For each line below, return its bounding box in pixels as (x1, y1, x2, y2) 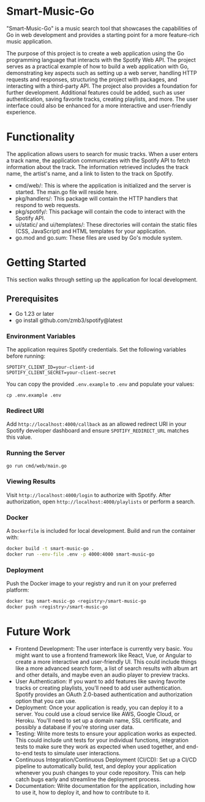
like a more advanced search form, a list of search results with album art (15, 664, 198, 672)
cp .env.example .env (6, 392, 62, 398)
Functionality (6, 130, 75, 144)
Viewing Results (6, 478, 56, 486)
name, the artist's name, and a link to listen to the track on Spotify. (6, 170, 173, 177)
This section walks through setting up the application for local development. (6, 275, 198, 283)
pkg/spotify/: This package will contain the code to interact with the (15, 208, 185, 215)
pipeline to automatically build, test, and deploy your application (15, 762, 177, 769)
